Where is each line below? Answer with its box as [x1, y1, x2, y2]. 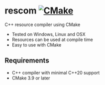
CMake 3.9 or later [11, 75, 50, 81]
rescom [4, 5, 37, 16]
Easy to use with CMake [11, 41, 62, 47]
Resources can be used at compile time [11, 36, 93, 42]
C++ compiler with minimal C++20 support [11, 69, 100, 75]
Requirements [4, 56, 49, 65]
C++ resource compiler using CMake [4, 21, 81, 27]
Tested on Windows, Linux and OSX [11, 31, 86, 37]
